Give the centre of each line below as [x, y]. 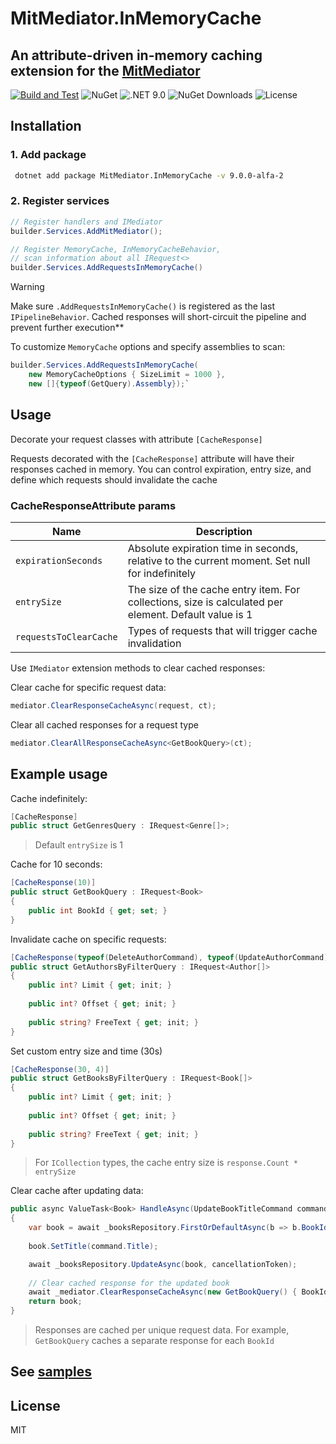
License [35, 1405]
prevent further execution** [67, 328]
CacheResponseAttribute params [93, 505]
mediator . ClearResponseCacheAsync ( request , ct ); [113, 705]
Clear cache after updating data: [77, 1191]
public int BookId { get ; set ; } [98, 910]
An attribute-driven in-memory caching [136, 55]
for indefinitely [161, 573]
